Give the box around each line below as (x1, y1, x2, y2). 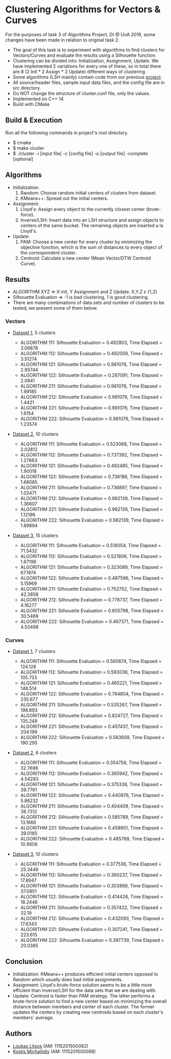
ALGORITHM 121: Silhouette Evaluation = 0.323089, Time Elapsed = (20, 564, 163, 570)
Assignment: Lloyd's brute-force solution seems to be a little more (12, 982, 153, 988)
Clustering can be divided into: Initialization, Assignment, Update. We (12, 57, 159, 63)
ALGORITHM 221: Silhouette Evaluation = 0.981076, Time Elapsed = (20, 404, 163, 410)
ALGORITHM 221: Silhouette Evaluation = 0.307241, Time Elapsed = (20, 926, 163, 932)
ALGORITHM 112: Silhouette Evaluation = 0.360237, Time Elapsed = (20, 872, 162, 878)
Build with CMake (12, 101, 50, 107)
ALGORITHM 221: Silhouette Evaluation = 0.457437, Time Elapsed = (20, 723, 163, 729)
